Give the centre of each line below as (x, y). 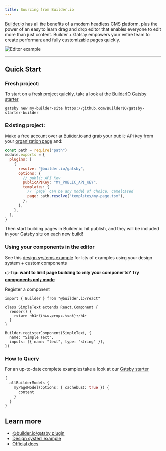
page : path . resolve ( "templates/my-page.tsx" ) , (76, 196)
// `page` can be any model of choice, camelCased (80, 192)
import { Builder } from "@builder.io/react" (53, 298)
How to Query (22, 358)
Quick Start (23, 69)
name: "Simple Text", (32, 337)
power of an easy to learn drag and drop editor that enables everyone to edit (83, 29)
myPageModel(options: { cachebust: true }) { (62, 387)
